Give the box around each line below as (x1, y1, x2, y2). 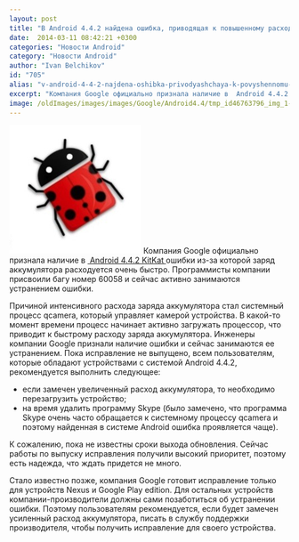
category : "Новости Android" (9, 52, 117, 61)
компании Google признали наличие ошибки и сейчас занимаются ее (9, 338, 275, 349)
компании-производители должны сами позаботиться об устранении (9, 494, 276, 505)
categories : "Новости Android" (9, 43, 125, 52)
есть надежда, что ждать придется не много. (9, 457, 182, 468)
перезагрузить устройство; (21, 392, 127, 404)
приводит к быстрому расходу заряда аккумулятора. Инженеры (9, 328, 255, 339)
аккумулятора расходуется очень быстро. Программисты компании (9, 263, 271, 275)
